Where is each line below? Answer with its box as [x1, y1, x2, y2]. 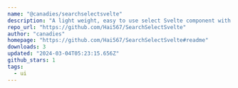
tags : [7, 63, 24, 70]
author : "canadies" [7, 30, 66, 38]
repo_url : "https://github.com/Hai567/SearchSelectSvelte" [7, 23, 187, 31]
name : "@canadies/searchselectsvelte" [7, 10, 123, 18]
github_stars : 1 [7, 57, 56, 64]
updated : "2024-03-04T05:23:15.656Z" [7, 50, 120, 57]
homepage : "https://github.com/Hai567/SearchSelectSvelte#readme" [7, 37, 209, 44]
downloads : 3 [7, 43, 46, 50]
